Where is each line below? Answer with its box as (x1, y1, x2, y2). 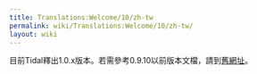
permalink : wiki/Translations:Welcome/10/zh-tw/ (9, 21, 194, 30)
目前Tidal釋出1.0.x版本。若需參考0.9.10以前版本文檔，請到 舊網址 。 (9, 55, 253, 66)
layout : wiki (9, 29, 58, 38)
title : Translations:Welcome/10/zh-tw (9, 12, 153, 22)
